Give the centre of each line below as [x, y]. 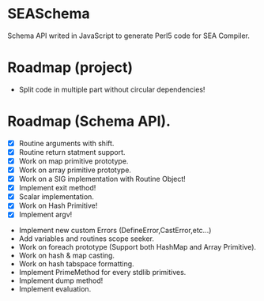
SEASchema [49, 14]
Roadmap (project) [70, 68]
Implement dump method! [61, 280]
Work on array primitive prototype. [75, 170]
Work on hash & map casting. [67, 256]
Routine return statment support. [72, 152]
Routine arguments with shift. [66, 143]
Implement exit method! [57, 188]
